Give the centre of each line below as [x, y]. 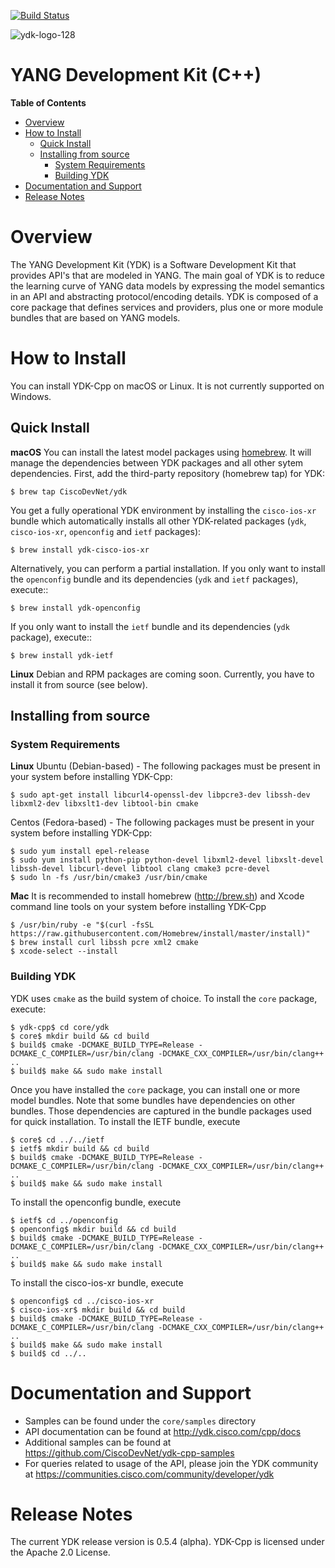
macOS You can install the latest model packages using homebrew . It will [161, 452]
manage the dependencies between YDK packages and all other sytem [157, 462]
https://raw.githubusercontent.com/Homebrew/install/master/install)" [160, 934]
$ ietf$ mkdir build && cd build [80, 1148]
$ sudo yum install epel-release [80, 851]
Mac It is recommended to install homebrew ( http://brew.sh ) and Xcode [157, 896]
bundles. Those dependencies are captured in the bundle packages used [161, 1111]
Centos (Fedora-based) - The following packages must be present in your [162, 822]
